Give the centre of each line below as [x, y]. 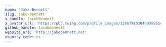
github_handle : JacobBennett [35, 28]
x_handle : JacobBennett [30, 19]
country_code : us [23, 37]
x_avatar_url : [20, 23]
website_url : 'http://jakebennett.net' [46, 32]
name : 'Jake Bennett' [27, 10]
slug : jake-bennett [25, 14]
